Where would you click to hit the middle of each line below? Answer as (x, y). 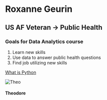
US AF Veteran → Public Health (54, 27)
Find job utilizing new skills (40, 62)
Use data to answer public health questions (56, 57)
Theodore (16, 93)
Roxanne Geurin (39, 9)
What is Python (21, 72)
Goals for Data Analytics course (44, 42)
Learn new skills (29, 52)
